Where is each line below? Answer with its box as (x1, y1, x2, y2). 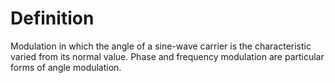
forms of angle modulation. (10, 61, 122, 73)
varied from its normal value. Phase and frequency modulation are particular (10, 50, 325, 62)
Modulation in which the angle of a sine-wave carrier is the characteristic (10, 40, 312, 52)
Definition (10, 7, 95, 30)
